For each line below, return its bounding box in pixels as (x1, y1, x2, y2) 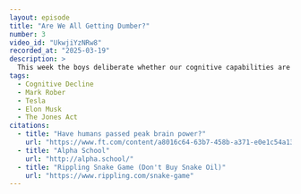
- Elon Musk (17, 105, 63, 114)
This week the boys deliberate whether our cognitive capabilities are (17, 63, 291, 72)
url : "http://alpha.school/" (25, 154, 134, 164)
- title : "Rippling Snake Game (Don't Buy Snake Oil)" (17, 163, 227, 172)
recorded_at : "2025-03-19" (9, 46, 110, 55)
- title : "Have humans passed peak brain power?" (17, 130, 206, 139)
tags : (9, 72, 30, 80)
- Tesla (17, 96, 47, 105)
